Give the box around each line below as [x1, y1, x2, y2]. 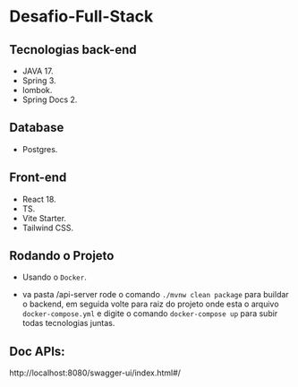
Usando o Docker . [21, 271, 87, 283]
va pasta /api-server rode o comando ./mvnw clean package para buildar [21, 289, 289, 300]
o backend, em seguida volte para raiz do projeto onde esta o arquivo [21, 298, 279, 310]
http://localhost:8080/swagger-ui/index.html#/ [9, 367, 182, 378]
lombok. [21, 85, 53, 95]
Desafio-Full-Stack [9, 6, 154, 27]
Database [9, 120, 64, 135]
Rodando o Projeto [9, 248, 115, 263]
